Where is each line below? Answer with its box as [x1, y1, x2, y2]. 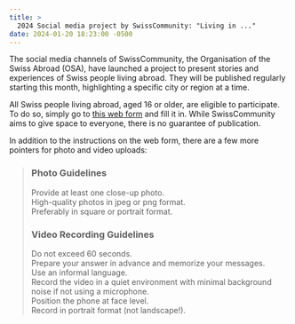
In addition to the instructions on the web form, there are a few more [9, 135, 259, 146]
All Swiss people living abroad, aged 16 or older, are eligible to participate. [9, 99, 280, 110]
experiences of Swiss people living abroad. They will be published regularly [9, 73, 286, 83]
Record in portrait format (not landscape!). [30, 304, 187, 315]
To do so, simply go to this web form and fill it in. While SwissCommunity [9, 108, 275, 120]
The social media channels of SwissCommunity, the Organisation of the [9, 54, 271, 65]
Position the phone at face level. [30, 295, 149, 306]
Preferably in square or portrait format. [30, 206, 173, 217]
